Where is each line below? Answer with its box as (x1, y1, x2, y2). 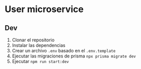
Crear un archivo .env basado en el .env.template (12, 48, 116, 53)
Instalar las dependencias (12, 42, 66, 48)
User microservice (5, 4, 84, 15)
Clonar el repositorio (12, 37, 55, 43)
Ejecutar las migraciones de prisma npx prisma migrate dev (12, 53, 136, 59)
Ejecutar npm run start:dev (12, 58, 69, 64)
